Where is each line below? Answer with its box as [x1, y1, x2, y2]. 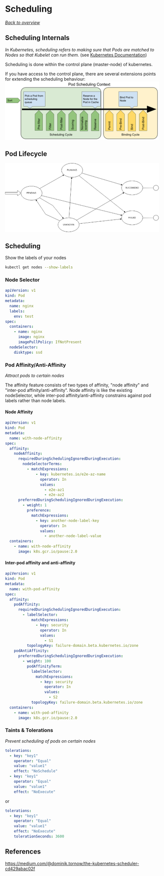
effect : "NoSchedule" [14, 769, 58, 774]
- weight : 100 [22, 659, 51, 664]
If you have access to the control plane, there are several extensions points [5, 71, 156, 77]
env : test [14, 314, 34, 319]
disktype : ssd [14, 350, 42, 355]
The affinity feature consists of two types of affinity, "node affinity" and [5, 382, 149, 388]
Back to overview [5, 20, 40, 25]
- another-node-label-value [44, 534, 102, 538]
